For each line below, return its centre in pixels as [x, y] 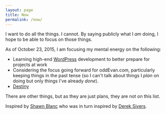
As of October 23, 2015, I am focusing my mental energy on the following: [83, 50]
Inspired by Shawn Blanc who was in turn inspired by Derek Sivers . [76, 106]
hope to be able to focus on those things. [49, 39]
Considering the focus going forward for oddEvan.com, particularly [84, 70]
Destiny [21, 86]
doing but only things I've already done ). [56, 81]
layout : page [19, 10]
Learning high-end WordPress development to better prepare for [81, 59]
